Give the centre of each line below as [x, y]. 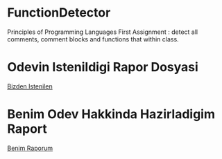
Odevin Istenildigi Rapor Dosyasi [103, 67]
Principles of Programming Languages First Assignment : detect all [103, 32]
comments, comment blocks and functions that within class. [93, 39]
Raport [27, 129]
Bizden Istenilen [30, 86]
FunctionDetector [59, 13]
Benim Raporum [30, 148]
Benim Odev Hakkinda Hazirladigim [111, 114]
